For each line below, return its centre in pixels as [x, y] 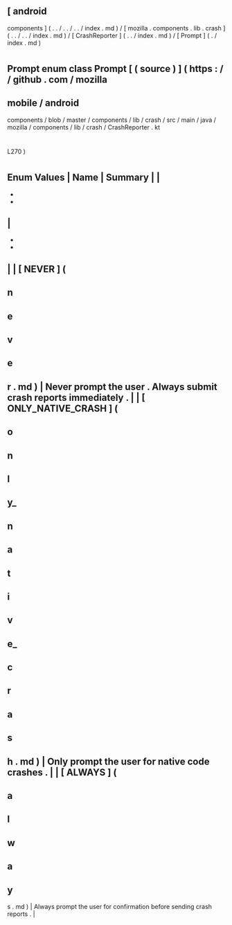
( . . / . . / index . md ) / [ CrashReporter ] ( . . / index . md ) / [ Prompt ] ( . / [112, 35]
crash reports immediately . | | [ [76, 397]
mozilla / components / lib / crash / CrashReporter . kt [84, 127]
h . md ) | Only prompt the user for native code [108, 761]
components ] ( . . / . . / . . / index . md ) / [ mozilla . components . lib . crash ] [116, 28]
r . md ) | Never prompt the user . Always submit [113, 387]
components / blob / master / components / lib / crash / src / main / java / [112, 120]
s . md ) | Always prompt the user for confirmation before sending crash [110, 907]
